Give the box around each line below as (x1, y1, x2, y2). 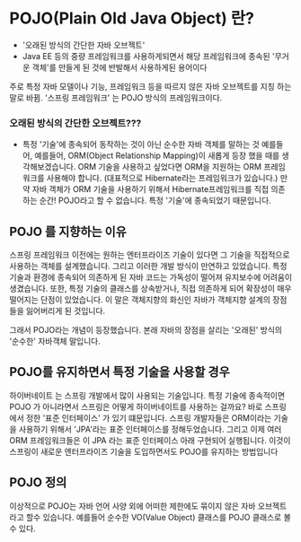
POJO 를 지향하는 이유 (9, 223, 128, 239)
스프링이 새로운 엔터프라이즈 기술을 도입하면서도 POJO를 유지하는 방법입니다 (9, 446, 279, 457)
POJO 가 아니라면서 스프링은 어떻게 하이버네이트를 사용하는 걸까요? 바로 (9, 401, 263, 412)
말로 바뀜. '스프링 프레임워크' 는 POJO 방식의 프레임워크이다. (9, 92, 223, 103)
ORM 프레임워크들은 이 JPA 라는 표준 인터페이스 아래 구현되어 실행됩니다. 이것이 (9, 434, 291, 445)
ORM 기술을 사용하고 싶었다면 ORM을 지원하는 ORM (77, 162, 262, 172)
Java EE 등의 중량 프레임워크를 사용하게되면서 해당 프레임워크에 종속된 (22, 50, 271, 61)
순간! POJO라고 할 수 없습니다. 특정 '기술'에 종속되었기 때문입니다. (39, 195, 271, 206)
